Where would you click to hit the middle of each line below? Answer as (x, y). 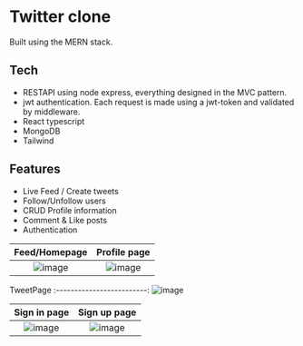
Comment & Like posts (64, 220)
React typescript (54, 121)
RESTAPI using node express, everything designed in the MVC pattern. (155, 92)
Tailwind (38, 140)
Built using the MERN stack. (61, 42)
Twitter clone (60, 17)
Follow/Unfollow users (64, 201)
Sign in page (42, 312)
